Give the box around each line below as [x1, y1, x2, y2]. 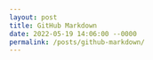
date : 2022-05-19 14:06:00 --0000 [9, 29, 138, 38]
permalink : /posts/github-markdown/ [9, 37, 145, 47]
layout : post [9, 12, 58, 22]
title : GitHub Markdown [9, 21, 98, 30]
